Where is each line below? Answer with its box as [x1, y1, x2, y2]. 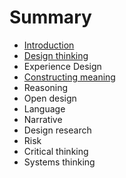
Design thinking [23, 49, 89, 61]
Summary [9, 6, 92, 29]
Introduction [23, 39, 75, 51]
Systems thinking [23, 156, 96, 168]
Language [23, 102, 66, 115]
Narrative [23, 113, 63, 125]
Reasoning [23, 81, 69, 93]
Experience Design [23, 60, 102, 72]
